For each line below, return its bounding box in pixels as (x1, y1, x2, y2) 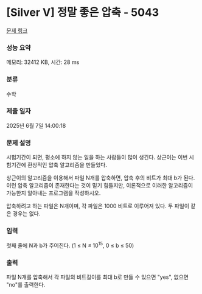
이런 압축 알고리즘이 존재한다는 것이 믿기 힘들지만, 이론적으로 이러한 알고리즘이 (6, 182, 193, 189)
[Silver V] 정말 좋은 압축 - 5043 (6, 5, 159, 19)
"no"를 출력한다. (6, 281, 46, 289)
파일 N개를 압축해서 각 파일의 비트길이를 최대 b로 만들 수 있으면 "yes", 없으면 (6, 273, 189, 281)
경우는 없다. (12, 210, 41, 217)
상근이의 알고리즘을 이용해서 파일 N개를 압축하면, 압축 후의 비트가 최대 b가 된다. (6, 174, 195, 181)
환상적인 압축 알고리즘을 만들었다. (27, 161, 108, 169)
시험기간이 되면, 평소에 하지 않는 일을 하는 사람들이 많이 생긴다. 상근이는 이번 (6, 153, 188, 161)
